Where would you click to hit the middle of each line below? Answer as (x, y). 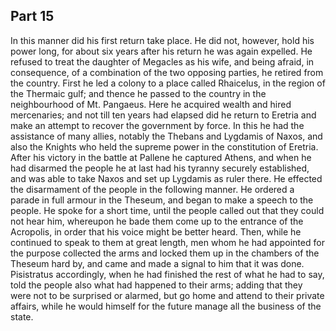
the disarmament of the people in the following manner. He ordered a (152, 189)
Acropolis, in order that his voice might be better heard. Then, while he (156, 231)
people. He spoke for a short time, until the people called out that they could (167, 210)
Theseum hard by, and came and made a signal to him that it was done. (157, 263)
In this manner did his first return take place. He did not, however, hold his (162, 40)
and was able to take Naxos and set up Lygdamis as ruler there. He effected (166, 178)
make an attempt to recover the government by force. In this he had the (157, 125)
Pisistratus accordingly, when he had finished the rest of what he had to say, (167, 274)
